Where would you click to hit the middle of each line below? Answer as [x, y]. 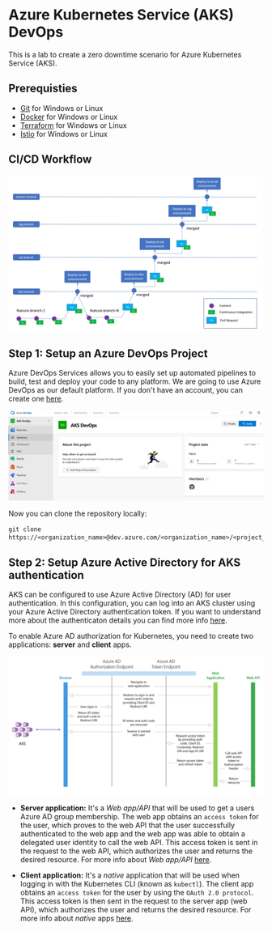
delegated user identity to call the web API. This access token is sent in [139, 842]
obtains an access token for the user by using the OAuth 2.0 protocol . [137, 892]
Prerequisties [43, 89]
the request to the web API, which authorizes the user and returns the [136, 851]
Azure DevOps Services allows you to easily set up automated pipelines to [132, 373]
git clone [25, 529]
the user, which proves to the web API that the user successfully [127, 825]
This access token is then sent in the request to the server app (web [134, 901]
